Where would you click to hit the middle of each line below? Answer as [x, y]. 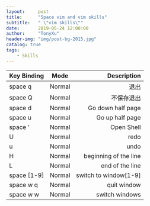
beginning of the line [112, 156]
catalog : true [24, 45]
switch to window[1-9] [108, 175]
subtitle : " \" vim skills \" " [45, 22]
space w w [24, 194]
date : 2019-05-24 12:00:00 [47, 28]
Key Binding [27, 76]
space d [20, 108]
